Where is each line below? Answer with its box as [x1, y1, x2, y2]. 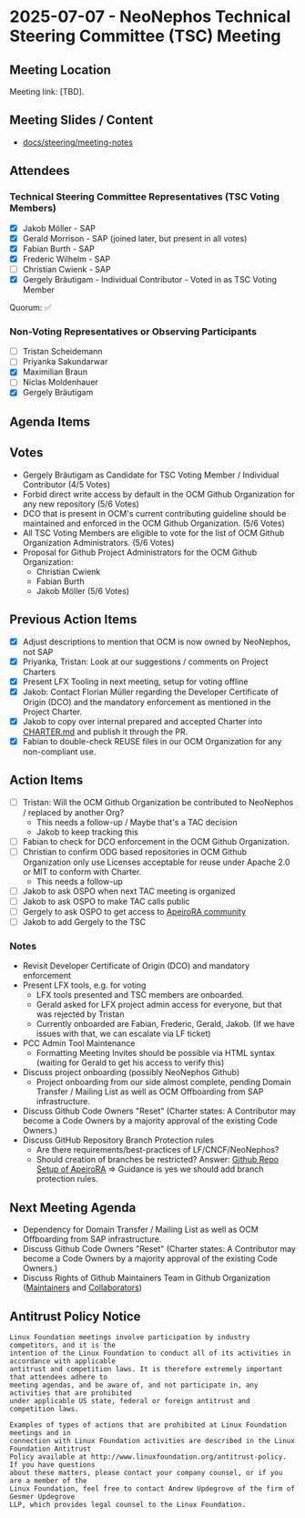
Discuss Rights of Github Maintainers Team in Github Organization [22, 1273, 271, 1284]
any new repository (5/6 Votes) [22, 498, 139, 509]
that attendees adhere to [9, 1373, 107, 1382]
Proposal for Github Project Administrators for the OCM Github [22, 547, 258, 558]
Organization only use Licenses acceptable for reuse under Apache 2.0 [22, 856, 290, 867]
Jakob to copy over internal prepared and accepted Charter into [22, 715, 263, 726]
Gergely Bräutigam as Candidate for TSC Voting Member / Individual [22, 469, 280, 480]
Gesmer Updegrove [9, 1492, 76, 1502]
